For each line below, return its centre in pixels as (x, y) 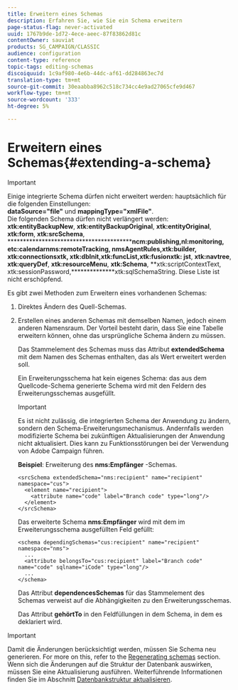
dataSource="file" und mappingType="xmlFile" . (81, 211)
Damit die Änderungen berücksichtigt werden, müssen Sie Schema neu (112, 649)
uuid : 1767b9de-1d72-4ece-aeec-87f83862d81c (74, 34)
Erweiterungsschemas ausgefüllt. (66, 393)
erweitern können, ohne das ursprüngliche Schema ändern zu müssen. (121, 335)
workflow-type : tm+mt (39, 93)
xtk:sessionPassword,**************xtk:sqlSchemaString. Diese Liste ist (114, 271)
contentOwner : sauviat (41, 40)
